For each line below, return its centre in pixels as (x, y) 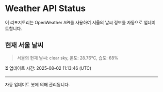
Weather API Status (45, 8)
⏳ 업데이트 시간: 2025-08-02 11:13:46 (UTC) (48, 68)
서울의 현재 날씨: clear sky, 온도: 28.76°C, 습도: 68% (68, 58)
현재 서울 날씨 (24, 45)
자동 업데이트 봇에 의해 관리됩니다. (37, 84)
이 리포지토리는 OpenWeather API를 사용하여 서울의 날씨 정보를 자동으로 (74, 22)
